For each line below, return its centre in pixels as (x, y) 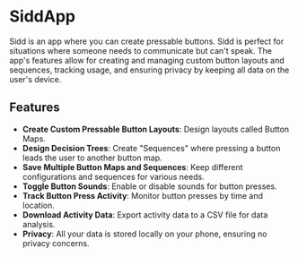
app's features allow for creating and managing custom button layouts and (147, 60)
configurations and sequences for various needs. (113, 176)
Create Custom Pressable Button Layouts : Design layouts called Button (156, 129)
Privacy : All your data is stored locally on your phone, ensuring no (145, 234)
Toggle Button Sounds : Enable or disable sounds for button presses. (149, 186)
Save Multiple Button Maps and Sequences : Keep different (133, 167)
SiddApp (43, 17)
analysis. (39, 224)
